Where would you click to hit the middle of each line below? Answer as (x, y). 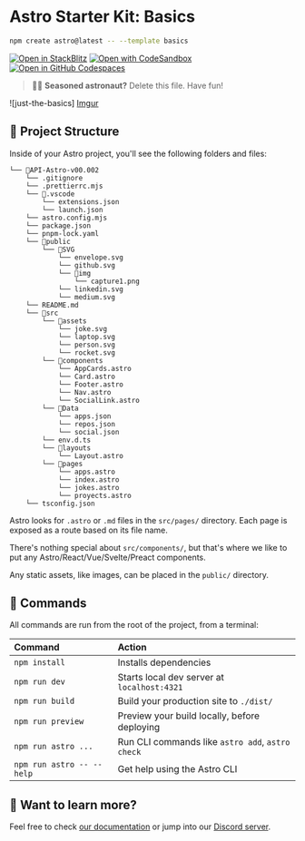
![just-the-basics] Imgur (54, 103)
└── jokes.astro (89, 487)
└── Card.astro (87, 376)
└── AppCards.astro (94, 368)
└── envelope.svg (91, 257)
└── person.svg (87, 345)
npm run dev (40, 682)
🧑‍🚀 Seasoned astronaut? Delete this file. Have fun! (128, 85)
